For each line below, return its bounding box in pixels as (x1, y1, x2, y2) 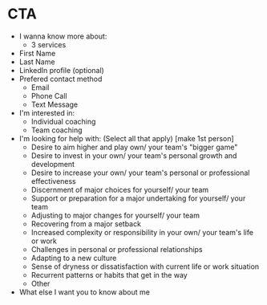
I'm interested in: (18, 108, 75, 117)
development (30, 159, 75, 169)
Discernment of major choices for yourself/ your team (30, 185, 209, 194)
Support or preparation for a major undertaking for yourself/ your (30, 193, 246, 203)
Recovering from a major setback (30, 218, 142, 229)
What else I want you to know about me (18, 287, 150, 297)
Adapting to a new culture (30, 253, 117, 262)
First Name (18, 48, 56, 58)
